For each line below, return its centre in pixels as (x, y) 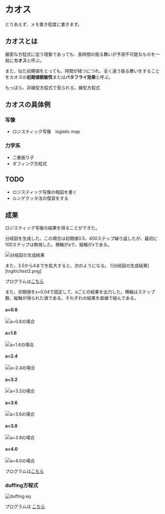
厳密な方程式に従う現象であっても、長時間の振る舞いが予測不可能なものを (81, 54)
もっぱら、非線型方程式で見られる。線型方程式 (52, 87)
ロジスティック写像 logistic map (46, 131)
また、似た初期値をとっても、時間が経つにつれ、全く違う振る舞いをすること (82, 71)
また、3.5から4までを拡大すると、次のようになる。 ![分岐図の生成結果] (77, 266)
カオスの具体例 (28, 105)
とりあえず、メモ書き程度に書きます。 (44, 24)
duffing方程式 (22, 485)
